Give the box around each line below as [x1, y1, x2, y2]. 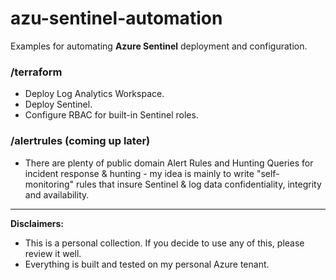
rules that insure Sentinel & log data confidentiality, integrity [76, 178, 322, 190]
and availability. [24, 188, 90, 201]
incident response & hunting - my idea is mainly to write [24, 167, 255, 179]
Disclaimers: [10, 217, 65, 229]
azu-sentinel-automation [10, 7, 223, 30]
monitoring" [24, 178, 75, 190]
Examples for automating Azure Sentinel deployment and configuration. [10, 40, 308, 52]
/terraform [10, 65, 63, 79]
